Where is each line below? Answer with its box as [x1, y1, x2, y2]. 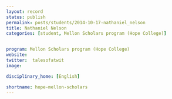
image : [6, 62, 22, 68]
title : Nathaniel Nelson [6, 25, 67, 31]
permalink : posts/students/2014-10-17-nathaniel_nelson [6, 19, 146, 25]
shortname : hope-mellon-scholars [6, 84, 88, 90]
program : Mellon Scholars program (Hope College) [6, 47, 130, 52]
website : [6, 52, 28, 58]
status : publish [6, 14, 46, 20]
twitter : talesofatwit [6, 57, 65, 63]
